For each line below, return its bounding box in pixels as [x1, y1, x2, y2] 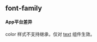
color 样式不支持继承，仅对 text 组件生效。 [5, 31, 95, 37]
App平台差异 [5, 19, 33, 25]
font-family [5, 4, 42, 13]
